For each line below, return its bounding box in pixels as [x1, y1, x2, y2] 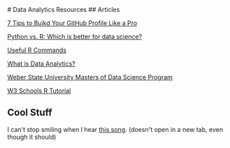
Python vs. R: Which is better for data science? [7, 33, 142, 40]
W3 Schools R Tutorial [7, 87, 71, 95]
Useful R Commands [7, 46, 66, 54]
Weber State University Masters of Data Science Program [7, 73, 173, 81]
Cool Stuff [7, 107, 52, 119]
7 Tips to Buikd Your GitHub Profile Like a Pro [7, 19, 138, 27]
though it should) [7, 133, 57, 141]
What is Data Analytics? [7, 59, 76, 68]
